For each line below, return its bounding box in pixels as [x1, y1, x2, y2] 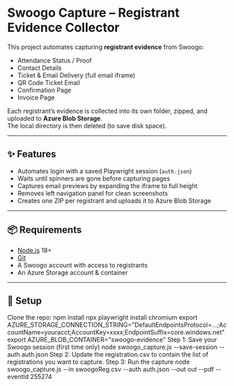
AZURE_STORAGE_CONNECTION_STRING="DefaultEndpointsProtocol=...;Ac [7, 321, 227, 329]
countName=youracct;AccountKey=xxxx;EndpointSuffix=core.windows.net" [7, 328, 225, 337]
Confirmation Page [17, 86, 72, 94]
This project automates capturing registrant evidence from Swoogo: [7, 43, 204, 51]
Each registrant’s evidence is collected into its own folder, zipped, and [7, 107, 208, 115]
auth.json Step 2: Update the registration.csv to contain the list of [21, 350, 209, 359]
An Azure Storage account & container [17, 268, 128, 277]
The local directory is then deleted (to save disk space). [7, 121, 167, 130]
